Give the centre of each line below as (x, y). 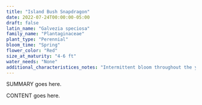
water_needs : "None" (32, 61)
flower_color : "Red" (32, 51)
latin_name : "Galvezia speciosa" (48, 28)
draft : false (23, 23)
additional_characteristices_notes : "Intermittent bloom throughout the (99, 67)
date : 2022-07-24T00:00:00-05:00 (48, 17)
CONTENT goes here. (33, 95)
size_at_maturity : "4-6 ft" (41, 56)
